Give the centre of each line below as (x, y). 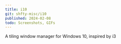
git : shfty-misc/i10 (26, 14)
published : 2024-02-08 (28, 18)
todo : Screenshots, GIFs (30, 23)
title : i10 (16, 9)
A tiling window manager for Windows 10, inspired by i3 (60, 36)
